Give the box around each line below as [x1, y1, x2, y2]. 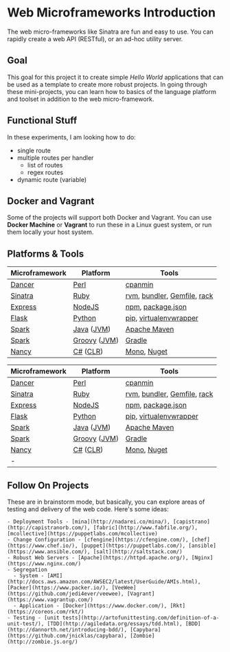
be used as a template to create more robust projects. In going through [7, 80, 207, 89]
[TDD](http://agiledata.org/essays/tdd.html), [47, 620, 183, 627]
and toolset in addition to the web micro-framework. [7, 95, 154, 103]
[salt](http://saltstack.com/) [93, 548, 183, 555]
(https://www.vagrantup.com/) [7, 596, 94, 603]
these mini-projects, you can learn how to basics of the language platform [7, 87, 216, 95]
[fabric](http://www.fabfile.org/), [93, 524, 198, 531]
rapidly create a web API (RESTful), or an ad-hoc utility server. [7, 34, 183, 43]
